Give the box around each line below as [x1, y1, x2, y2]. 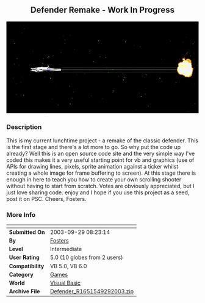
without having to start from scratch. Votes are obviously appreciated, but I [6, 182, 195, 189]
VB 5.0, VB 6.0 [49, 262, 87, 269]
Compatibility [9, 262, 45, 269]
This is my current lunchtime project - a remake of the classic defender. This [6, 137, 198, 144]
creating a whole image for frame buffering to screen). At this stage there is [6, 169, 196, 177]
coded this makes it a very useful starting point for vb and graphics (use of [6, 156, 195, 164]
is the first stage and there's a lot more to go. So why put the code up [6, 143, 181, 150]
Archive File [9, 288, 40, 295]
